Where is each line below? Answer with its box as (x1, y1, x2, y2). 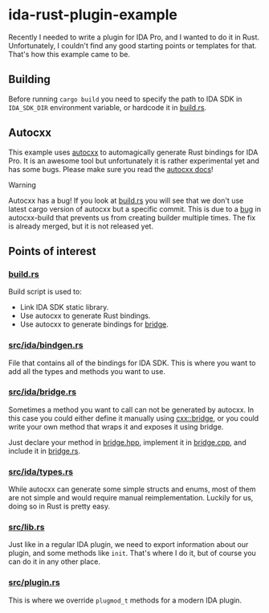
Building (8, 72, 51, 86)
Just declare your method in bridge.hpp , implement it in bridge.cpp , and (8, 437, 247, 447)
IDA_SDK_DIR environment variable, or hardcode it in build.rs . (8, 102, 207, 112)
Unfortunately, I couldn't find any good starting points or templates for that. (8, 40, 257, 50)
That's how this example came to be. (8, 49, 131, 59)
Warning (8, 179, 36, 190)
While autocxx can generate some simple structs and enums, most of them (8, 484, 256, 494)
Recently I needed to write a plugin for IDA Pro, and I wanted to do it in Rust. (8, 32, 259, 42)
